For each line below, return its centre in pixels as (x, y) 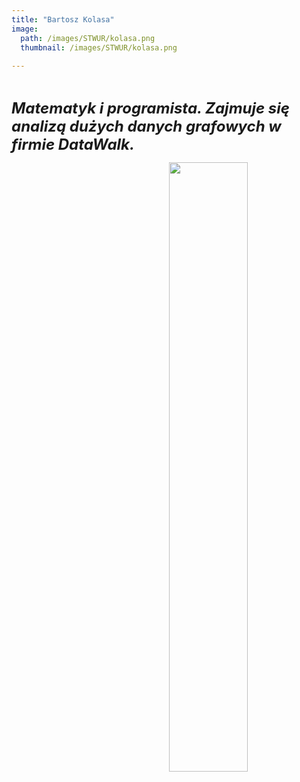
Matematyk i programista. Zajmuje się (150, 108)
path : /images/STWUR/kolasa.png (88, 38)
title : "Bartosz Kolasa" (63, 19)
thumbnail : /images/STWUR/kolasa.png (99, 47)
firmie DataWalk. (73, 145)
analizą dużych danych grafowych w (146, 126)
